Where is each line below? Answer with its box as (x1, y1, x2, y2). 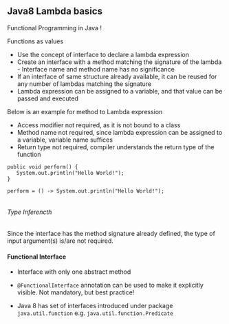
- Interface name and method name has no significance (17, 65, 175, 73)
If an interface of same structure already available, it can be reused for (17, 72, 217, 80)
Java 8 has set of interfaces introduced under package (17, 302, 173, 310)
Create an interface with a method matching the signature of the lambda (17, 58, 222, 66)
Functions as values (7, 37, 64, 45)
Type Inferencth (7, 208, 52, 216)
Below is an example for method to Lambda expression (7, 107, 163, 116)
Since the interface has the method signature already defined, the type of (7, 230, 215, 238)
